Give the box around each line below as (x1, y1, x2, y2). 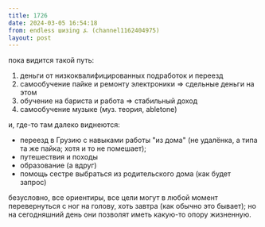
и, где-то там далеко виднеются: (8, 120, 121, 129)
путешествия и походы (19, 152, 98, 162)
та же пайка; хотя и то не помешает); (19, 144, 147, 153)
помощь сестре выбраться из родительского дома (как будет (19, 169, 232, 179)
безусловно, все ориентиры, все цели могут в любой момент (8, 193, 219, 202)
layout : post (8, 33, 52, 42)
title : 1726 (8, 11, 48, 20)
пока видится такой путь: (8, 56, 95, 65)
